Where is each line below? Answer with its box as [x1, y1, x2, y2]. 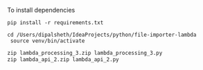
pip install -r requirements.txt [7, 19, 104, 26]
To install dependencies [7, 6, 76, 14]
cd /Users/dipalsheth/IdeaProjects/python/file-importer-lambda [7, 31, 197, 38]
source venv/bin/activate [10, 37, 85, 44]
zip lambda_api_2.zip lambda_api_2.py [7, 55, 119, 63]
